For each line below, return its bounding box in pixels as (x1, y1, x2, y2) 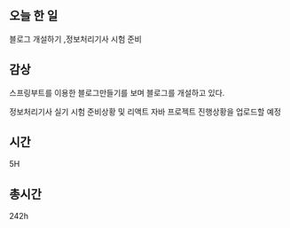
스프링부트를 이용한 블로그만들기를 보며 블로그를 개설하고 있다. (9, 87, 225, 98)
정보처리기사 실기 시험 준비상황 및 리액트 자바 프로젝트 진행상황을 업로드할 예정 (9, 106, 282, 117)
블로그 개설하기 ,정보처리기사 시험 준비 (9, 34, 142, 44)
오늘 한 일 (9, 8, 59, 24)
